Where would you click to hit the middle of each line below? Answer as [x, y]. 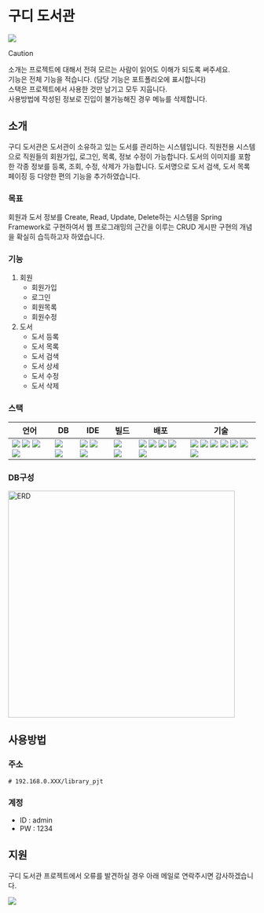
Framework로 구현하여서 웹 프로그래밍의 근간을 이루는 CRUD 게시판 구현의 [123, 227]
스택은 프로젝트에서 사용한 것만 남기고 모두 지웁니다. [88, 89]
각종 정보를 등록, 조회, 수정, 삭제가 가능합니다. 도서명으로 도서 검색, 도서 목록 [133, 166]
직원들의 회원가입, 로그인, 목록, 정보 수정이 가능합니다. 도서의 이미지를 [129, 156]
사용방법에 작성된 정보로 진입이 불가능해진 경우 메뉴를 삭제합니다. [108, 98]
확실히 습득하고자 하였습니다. [60, 237]
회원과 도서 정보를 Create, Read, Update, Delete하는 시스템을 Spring [115, 217]
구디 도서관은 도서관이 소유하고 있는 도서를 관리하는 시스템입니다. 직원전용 [121, 146]
